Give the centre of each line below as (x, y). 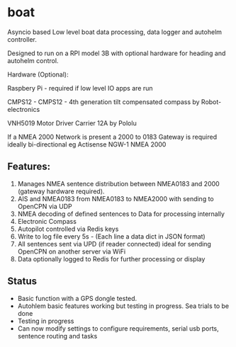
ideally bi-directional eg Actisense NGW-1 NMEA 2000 (87, 144)
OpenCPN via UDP (45, 206)
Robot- (211, 102)
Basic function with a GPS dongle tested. (77, 298)
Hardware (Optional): (38, 74)
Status (22, 281)
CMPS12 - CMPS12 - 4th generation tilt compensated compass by (103, 102)
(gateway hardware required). (61, 191)
